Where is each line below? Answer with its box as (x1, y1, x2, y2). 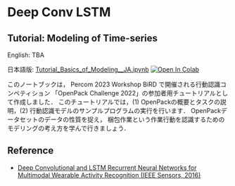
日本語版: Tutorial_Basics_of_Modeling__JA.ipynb (7, 65, 149, 74)
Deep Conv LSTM (7, 4, 111, 20)
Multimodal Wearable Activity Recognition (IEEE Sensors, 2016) (17, 171, 201, 179)
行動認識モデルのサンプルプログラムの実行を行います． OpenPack (29, 107, 222, 114)
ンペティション (7, 89, 51, 97)
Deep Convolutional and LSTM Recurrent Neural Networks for (17, 163, 197, 172)
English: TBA (7, 51, 44, 59)
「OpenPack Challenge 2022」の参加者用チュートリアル (51, 89, 216, 97)
